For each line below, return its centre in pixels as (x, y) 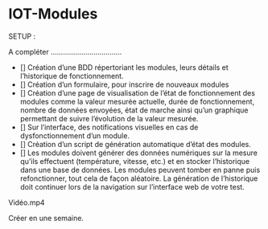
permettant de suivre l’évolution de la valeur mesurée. (109, 118)
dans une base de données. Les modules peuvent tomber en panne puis (140, 170)
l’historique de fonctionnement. (72, 76)
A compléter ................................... (65, 51)
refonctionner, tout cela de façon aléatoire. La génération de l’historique (139, 178)
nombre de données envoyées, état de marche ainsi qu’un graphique (134, 110)
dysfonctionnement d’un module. (75, 135)
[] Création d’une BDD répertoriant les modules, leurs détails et (124, 67)
